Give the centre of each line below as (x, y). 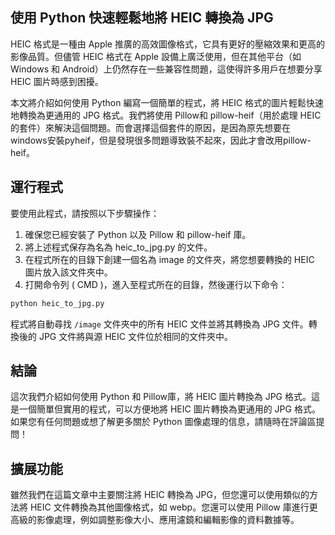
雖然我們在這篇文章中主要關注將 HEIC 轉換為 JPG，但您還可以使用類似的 (160, 495)
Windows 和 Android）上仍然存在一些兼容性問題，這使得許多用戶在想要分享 (166, 69)
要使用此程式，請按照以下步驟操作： (85, 213)
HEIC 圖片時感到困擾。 (57, 81)
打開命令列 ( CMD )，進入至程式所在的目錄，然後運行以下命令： (156, 284)
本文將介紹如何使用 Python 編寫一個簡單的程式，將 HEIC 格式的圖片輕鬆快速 (167, 102)
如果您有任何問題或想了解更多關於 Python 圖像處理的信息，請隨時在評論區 (163, 422)
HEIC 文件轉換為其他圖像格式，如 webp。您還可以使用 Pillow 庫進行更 (173, 507)
